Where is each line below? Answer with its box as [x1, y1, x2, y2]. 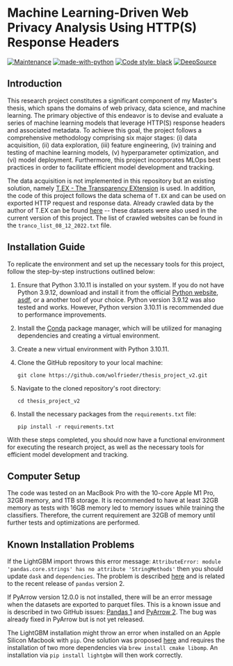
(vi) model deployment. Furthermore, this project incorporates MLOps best [7, 156, 221, 164]
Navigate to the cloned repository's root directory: [17, 384, 161, 392]
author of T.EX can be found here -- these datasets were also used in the [7, 206, 217, 214]
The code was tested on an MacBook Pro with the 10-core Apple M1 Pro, [7, 489, 216, 497]
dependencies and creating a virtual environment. [17, 331, 161, 340]
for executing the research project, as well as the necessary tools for [7, 443, 204, 451]
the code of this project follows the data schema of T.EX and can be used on [7, 191, 226, 199]
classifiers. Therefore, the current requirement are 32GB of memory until [7, 511, 216, 520]
